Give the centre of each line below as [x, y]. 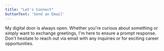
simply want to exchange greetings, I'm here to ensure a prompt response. [81, 33]
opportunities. [19, 43]
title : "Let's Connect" [30, 9]
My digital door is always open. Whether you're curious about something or [82, 28]
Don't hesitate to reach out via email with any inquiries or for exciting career [82, 38]
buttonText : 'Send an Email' [35, 14]
